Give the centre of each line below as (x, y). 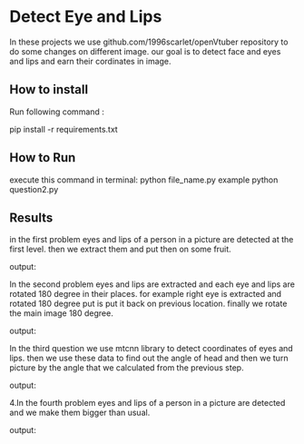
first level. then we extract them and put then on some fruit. (120, 249)
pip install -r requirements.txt (64, 129)
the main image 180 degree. (61, 313)
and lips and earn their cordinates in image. (90, 61)
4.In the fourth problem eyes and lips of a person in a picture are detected (147, 403)
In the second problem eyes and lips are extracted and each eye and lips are (152, 284)
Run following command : (57, 112)
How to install (49, 89)
